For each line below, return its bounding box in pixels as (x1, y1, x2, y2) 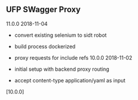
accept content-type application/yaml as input (14, 77, 126, 84)
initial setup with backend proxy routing (14, 65, 109, 73)
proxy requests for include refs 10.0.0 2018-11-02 (14, 54, 133, 61)
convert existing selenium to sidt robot (14, 32, 107, 39)
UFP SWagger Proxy (6, 5, 81, 15)
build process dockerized (14, 43, 76, 50)
